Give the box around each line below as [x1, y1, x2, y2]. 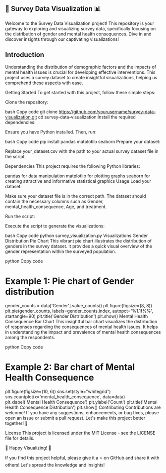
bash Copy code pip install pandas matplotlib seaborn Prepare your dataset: [5, 138, 161, 144]
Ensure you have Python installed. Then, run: [5, 129, 97, 135]
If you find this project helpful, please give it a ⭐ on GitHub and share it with [5, 455, 160, 461]
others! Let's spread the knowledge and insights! [5, 462, 105, 468]
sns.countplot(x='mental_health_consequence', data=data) [5, 393, 125, 400]
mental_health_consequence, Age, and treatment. [5, 204, 107, 210]
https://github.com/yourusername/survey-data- [58, 109, 156, 115]
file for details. [5, 435, 35, 441]
